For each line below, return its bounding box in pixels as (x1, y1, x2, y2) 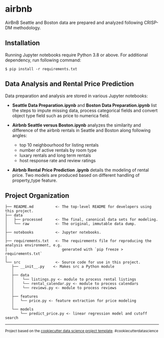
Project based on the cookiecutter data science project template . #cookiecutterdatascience (5, 329, 159, 334)
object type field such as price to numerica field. (12, 112, 110, 118)
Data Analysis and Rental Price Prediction (5, 80, 134, 88)
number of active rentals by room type (19, 147, 97, 153)
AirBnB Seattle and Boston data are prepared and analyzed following (5, 20, 143, 25)
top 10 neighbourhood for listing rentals (19, 142, 99, 148)
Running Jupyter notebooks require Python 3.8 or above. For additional (5, 52, 148, 58)
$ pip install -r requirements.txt (5, 66, 78, 71)
